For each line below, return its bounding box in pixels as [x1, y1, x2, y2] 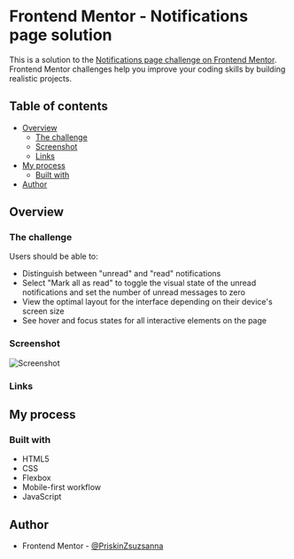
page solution [9, 25, 112, 45]
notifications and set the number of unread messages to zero [21, 287, 246, 298]
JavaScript [21, 492, 62, 502]
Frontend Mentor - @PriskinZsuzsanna [21, 540, 164, 551]
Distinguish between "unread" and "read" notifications [21, 268, 221, 279]
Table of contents [9, 99, 108, 114]
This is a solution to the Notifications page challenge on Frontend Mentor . [9, 54, 277, 65]
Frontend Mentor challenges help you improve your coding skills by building [9, 64, 286, 74]
